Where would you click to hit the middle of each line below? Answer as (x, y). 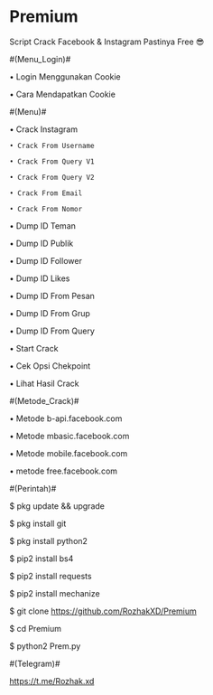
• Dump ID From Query (52, 331)
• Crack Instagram (44, 129)
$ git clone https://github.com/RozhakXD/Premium (103, 611)
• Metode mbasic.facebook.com (69, 436)
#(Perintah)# (33, 488)
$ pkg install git (38, 523)
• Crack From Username (52, 146)
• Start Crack (34, 348)
